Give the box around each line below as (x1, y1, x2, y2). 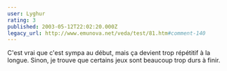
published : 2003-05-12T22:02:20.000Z (7, 23, 118, 30)
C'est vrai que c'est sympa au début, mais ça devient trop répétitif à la (7, 49, 211, 57)
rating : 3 (7, 17, 37, 24)
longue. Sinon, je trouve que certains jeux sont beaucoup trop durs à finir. (7, 56, 221, 65)
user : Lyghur (7, 10, 46, 17)
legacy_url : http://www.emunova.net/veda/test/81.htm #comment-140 (7, 29, 206, 37)
